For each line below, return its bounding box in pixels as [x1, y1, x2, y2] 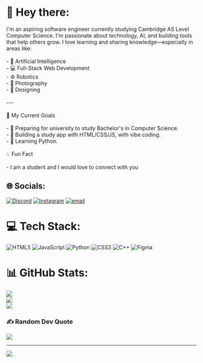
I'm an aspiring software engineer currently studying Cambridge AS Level [6, 25, 189, 33]
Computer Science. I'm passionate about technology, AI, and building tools [6, 31, 192, 39]
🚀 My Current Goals [6, 111, 56, 119]
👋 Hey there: [6, 5, 69, 19]
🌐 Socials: [6, 181, 46, 191]
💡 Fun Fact [6, 150, 33, 157]
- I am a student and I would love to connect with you [6, 163, 139, 171]
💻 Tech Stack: [6, 219, 81, 233]
